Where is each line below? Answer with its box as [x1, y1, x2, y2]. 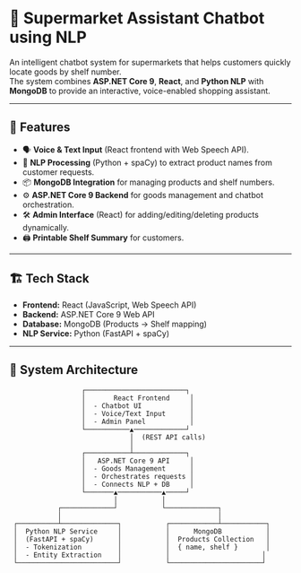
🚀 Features [9, 120, 71, 135]
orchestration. [21, 199, 74, 210]
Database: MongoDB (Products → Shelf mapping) [21, 318, 208, 329]
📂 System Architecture [9, 362, 139, 378]
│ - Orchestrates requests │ [81, 473, 194, 482]
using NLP [9, 27, 87, 48]
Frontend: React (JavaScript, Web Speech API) [21, 300, 197, 310]
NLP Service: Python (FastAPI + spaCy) [21, 327, 170, 339]
